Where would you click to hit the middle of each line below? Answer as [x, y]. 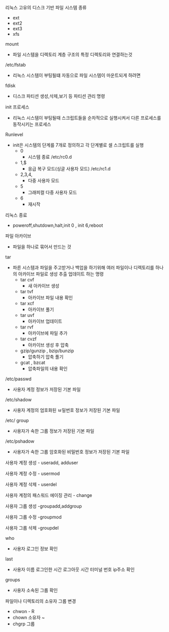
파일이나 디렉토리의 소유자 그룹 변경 [41, 601]
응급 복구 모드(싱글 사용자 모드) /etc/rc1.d [69, 169]
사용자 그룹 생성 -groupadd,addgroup [44, 506]
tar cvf [27, 280]
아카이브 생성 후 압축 [48, 345]
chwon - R [23, 611]
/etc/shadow [19, 400]
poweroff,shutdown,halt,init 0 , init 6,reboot [58, 225]
